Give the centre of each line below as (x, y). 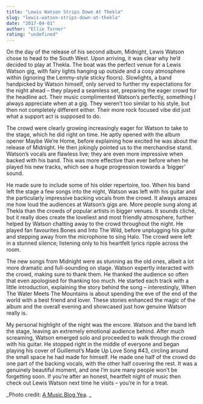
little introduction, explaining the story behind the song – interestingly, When (101, 287)
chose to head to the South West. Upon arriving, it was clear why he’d (93, 58)
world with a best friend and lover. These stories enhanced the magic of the (101, 300)
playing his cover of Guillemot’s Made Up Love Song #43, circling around (98, 351)
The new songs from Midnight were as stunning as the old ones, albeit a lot (100, 261)
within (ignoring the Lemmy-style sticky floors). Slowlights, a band (89, 78)
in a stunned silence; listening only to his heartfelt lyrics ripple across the (97, 243)
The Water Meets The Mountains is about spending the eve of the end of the (102, 294)
